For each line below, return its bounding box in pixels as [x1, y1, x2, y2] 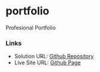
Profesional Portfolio [5, 24, 56, 31]
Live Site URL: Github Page [14, 59, 81, 67]
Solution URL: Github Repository [14, 53, 94, 60]
